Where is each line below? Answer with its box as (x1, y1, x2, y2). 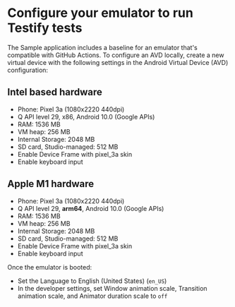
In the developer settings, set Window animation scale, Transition (17, 284, 207, 292)
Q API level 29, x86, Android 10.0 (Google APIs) (17, 112, 155, 121)
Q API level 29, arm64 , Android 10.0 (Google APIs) (17, 204, 164, 212)
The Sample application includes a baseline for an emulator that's (7, 43, 198, 52)
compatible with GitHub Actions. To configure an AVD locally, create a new (7, 51, 224, 59)
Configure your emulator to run (7, 5, 194, 21)
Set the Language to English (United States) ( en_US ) (17, 277, 167, 285)
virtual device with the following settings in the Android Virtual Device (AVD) (7, 58, 229, 66)
